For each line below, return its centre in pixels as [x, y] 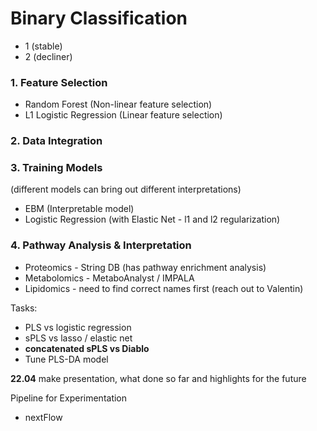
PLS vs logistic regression [78, 327]
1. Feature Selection [59, 82]
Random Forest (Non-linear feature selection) [118, 104]
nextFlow [43, 417]
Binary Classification [99, 18]
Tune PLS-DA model [66, 359]
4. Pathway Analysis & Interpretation [101, 245]
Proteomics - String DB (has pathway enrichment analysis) [145, 267]
